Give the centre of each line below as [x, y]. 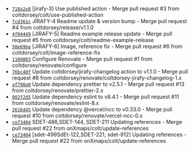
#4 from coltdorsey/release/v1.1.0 [53, 27]
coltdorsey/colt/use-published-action [58, 15]
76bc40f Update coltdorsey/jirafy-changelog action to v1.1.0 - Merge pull [100, 71]
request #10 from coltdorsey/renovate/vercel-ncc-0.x [77, 116]
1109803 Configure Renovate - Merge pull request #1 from [82, 59]
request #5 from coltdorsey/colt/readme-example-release [83, 40]
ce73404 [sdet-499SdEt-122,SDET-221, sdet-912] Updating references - [99, 135]
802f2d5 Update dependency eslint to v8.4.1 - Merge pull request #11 [96, 97]
